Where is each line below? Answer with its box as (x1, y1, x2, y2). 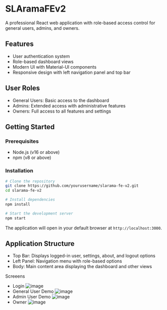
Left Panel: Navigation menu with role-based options (12, 258, 122, 264)
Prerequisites (5, 137, 39, 144)
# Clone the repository (5, 179, 55, 184)
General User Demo (12, 288, 54, 294)
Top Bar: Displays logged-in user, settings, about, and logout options (12, 253, 155, 259)
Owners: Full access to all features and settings (12, 108, 112, 114)
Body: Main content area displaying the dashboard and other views (12, 264, 152, 270)
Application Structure (5, 239, 75, 248)
